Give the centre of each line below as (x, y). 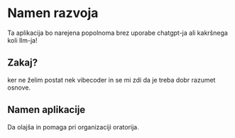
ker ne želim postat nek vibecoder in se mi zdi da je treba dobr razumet (111, 80)
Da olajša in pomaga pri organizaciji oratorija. (73, 127)
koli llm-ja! (22, 40)
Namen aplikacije (47, 110)
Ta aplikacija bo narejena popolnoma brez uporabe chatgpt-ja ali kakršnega (118, 33)
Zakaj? (22, 63)
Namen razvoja (53, 13)
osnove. (19, 87)
